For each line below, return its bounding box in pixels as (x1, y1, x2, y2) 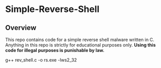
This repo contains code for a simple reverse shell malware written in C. (5, 36, 155, 42)
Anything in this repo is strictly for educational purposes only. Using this (5, 42, 156, 48)
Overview (5, 23, 37, 32)
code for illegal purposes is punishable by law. (5, 47, 104, 53)
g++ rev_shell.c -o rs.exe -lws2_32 (5, 57, 77, 63)
